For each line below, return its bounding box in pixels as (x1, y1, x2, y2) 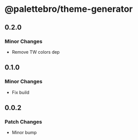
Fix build (11, 89, 30, 95)
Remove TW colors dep (11, 49, 60, 55)
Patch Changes (4, 118, 43, 125)
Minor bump (11, 130, 37, 136)
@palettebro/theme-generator (4, 3, 133, 15)
